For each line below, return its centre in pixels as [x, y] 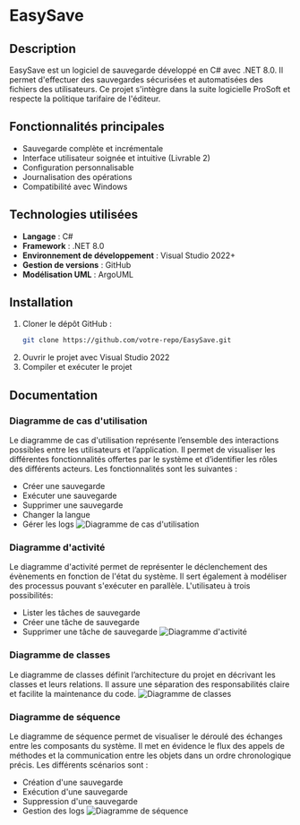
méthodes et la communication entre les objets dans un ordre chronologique [150, 755]
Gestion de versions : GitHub [77, 264]
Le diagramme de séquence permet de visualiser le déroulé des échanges [146, 736]
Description [43, 49]
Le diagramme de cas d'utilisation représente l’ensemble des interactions [144, 440]
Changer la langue [56, 515]
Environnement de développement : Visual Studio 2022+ [129, 255]
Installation [41, 302]
